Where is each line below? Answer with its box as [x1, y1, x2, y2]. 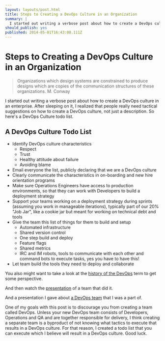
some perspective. [5, 276, 43, 282]
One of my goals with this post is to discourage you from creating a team [5, 304, 153, 310]
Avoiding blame [19, 162, 51, 168]
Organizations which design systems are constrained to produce [17, 78, 148, 84]
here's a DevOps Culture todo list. [5, 114, 74, 119]
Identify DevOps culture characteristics [12, 141, 92, 146]
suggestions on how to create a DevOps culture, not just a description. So [5, 108, 155, 114]
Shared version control [19, 229, 66, 235]
